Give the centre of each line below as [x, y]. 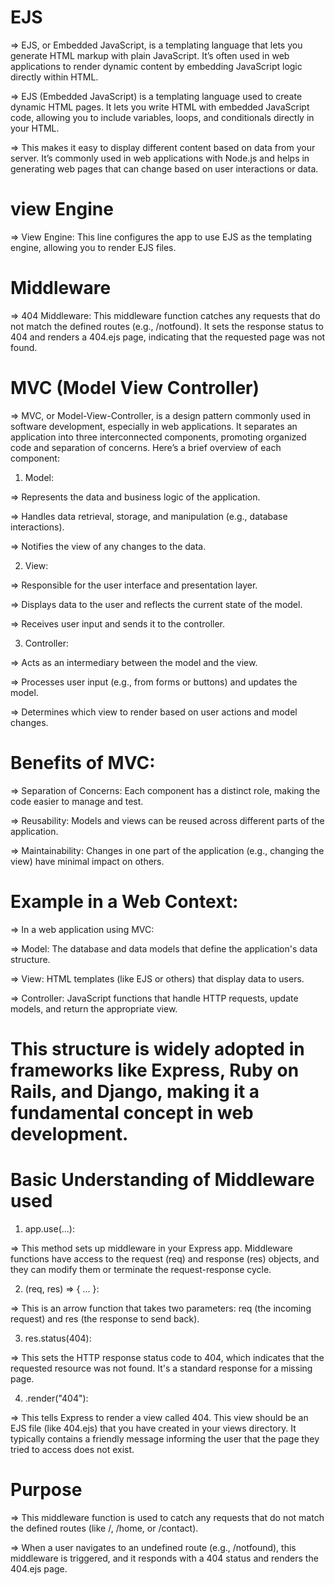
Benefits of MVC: [83, 762]
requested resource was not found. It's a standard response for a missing [161, 1368]
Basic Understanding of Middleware [162, 1180]
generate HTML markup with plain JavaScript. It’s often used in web [150, 55]
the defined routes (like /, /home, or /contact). [104, 1528]
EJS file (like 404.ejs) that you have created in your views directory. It [153, 1428]
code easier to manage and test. [77, 801]
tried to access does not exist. [72, 1449]
